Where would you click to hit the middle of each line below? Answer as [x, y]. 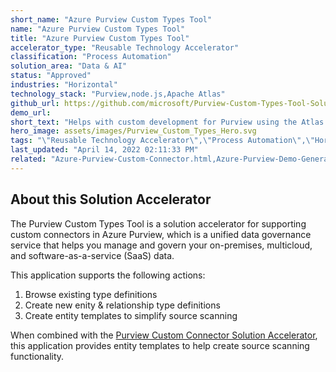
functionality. [37, 356]
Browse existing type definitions [91, 294]
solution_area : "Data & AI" [69, 66]
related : [28, 159]
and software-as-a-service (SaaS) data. [92, 255]
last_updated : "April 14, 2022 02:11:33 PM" [104, 150]
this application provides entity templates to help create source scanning [160, 345]
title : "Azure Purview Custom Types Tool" [100, 38]
